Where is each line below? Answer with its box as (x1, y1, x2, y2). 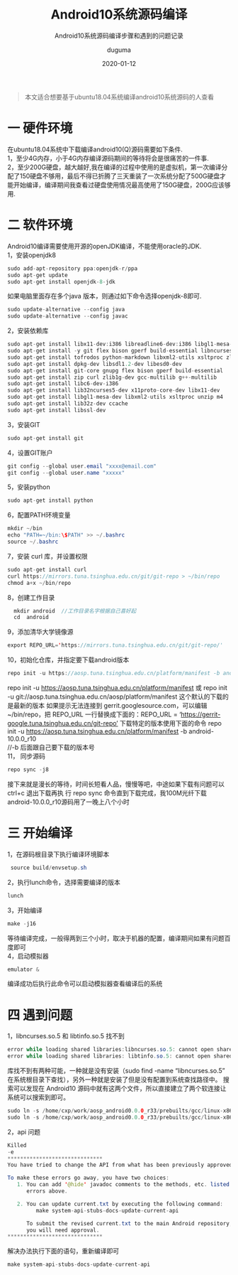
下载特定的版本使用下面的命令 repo (119, 719, 222, 728)
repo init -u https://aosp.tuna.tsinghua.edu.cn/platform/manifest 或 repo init (7, 684, 228, 692)
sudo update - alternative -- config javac (7, 313, 129, 320)
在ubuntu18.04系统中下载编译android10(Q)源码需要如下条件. (7, 145, 183, 154)
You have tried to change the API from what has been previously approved (7, 1161, 233, 1169)
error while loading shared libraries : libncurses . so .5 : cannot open (7, 1046, 214, 1053)
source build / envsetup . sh (10, 864, 87, 871)
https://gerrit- (180, 710, 221, 719)
